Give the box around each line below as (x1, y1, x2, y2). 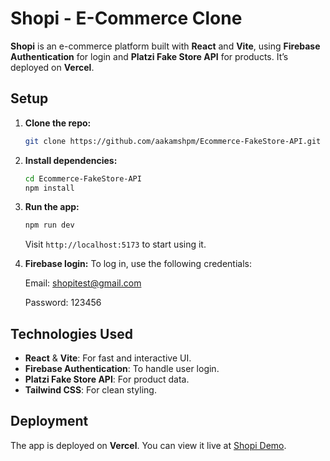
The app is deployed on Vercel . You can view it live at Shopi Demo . (10, 439, 287, 451)
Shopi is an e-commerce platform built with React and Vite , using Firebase (10, 40, 321, 52)
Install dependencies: (24, 154, 118, 166)
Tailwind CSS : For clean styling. (24, 384, 157, 396)
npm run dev (24, 220, 75, 231)
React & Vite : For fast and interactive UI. (24, 352, 192, 364)
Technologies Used (10, 325, 133, 342)
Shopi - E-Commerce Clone (10, 7, 243, 30)
